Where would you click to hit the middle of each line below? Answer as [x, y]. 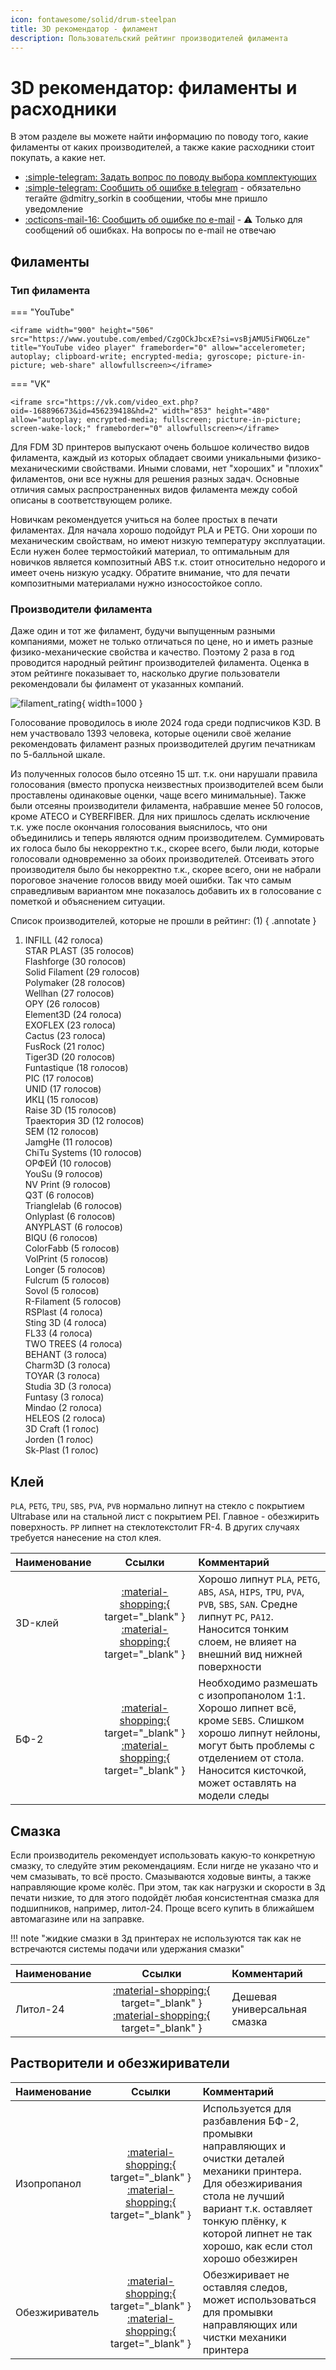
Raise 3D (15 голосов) [70, 1110]
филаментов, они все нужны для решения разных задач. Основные [155, 479]
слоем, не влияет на [247, 1642]
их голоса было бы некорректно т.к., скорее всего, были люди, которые [165, 848]
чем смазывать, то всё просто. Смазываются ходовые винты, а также [161, 1876]
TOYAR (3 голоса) [62, 1376]
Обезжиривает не [246, 2274]
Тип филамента [50, 290]
